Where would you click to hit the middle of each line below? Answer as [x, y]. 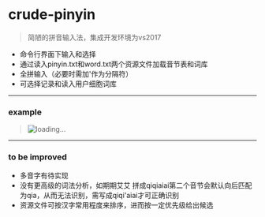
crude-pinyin [52, 15]
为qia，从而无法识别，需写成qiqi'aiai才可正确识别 [99, 195]
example [25, 112]
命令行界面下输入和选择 [58, 54]
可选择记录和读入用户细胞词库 [68, 84]
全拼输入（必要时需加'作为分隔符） [76, 73]
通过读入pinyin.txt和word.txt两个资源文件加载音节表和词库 [114, 64]
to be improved [37, 157]
